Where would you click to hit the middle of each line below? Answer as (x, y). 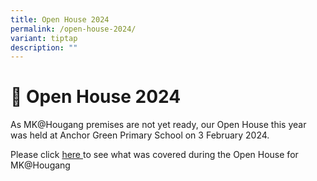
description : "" (44, 47)
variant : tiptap (44, 38)
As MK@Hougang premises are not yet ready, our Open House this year (158, 125)
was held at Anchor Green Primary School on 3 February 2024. (140, 135)
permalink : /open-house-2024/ (73, 29)
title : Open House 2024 (60, 19)
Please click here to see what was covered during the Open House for (154, 155)
